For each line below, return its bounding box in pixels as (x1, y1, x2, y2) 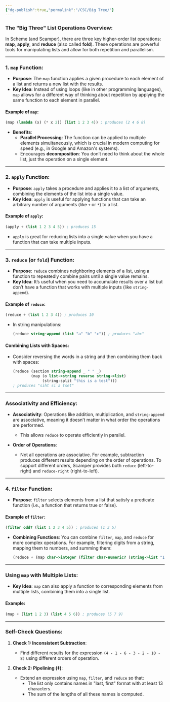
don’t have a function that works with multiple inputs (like (12, 284, 132, 290)
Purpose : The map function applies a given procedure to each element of (12, 76, 164, 82)
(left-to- (137, 462, 154, 468)
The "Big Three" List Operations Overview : (5, 24, 113, 31)
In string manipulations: (12, 322, 62, 328)
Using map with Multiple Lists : (5, 572, 78, 579)
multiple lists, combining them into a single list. (12, 589, 110, 595)
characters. (27, 685, 52, 691)
